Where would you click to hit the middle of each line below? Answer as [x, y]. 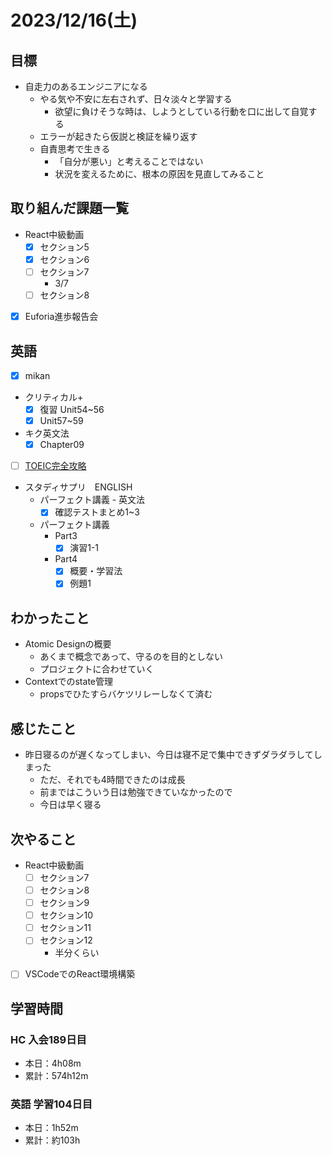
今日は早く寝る [70, 805]
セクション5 [64, 247]
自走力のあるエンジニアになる [86, 86]
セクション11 [65, 928]
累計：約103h [52, 1140]
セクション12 [66, 940]
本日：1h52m [51, 1128]
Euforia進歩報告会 [61, 317]
